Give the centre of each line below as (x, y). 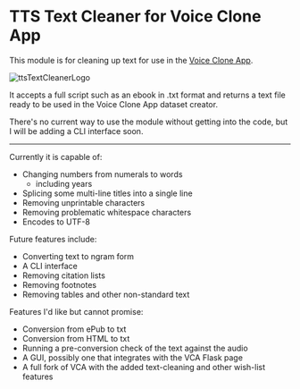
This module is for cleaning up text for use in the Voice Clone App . (131, 60)
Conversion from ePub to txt (74, 329)
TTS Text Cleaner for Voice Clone (135, 17)
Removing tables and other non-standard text (106, 294)
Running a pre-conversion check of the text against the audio (135, 348)
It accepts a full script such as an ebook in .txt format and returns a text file (147, 95)
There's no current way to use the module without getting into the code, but (149, 122)
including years (64, 183)
